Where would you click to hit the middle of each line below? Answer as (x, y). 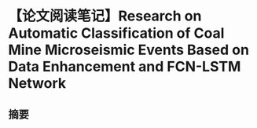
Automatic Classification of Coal (116, 33)
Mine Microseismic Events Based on (129, 50)
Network (37, 84)
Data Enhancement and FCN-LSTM (125, 67)
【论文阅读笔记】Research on (105, 16)
